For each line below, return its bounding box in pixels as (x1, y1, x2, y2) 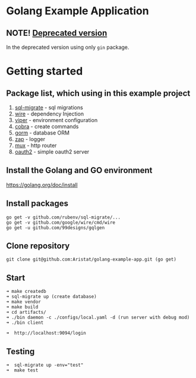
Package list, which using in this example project (6, 88, 191, 98)
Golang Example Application (6, 4, 150, 18)
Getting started (6, 64, 83, 78)
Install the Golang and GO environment (6, 165, 153, 176)
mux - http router (14, 142, 57, 149)
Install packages (6, 198, 68, 209)
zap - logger (14, 136, 46, 142)
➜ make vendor (6, 299, 42, 305)
